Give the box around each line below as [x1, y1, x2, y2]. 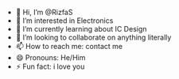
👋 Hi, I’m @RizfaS [15, 8, 73, 17]
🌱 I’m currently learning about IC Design [15, 24, 147, 33]
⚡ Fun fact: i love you [15, 62, 85, 71]
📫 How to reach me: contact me [15, 42, 123, 51]
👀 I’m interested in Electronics [15, 16, 114, 25]
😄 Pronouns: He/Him [15, 53, 86, 62]
